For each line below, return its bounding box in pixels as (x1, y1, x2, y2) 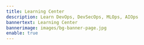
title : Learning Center (6, 8, 65, 15)
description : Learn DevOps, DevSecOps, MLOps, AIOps (6, 14, 139, 20)
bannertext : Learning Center (6, 19, 78, 25)
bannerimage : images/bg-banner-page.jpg (6, 25, 107, 31)
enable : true (6, 30, 38, 36)
